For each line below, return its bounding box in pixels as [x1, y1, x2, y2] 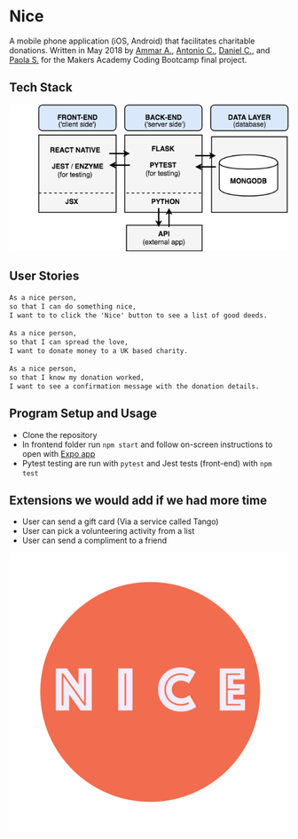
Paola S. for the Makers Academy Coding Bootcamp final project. [9, 54, 247, 65]
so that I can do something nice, [9, 302, 137, 311]
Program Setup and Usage [9, 406, 158, 421]
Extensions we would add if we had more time [9, 492, 268, 507]
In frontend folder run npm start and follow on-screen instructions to [21, 439, 273, 450]
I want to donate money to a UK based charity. [9, 346, 189, 356]
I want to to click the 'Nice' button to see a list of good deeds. [9, 310, 268, 320]
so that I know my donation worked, [9, 372, 145, 382]
